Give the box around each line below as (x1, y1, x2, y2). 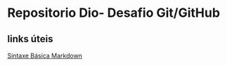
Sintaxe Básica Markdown (7, 51, 83, 60)
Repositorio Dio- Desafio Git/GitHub (7, 5, 220, 21)
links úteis (7, 33, 53, 45)
